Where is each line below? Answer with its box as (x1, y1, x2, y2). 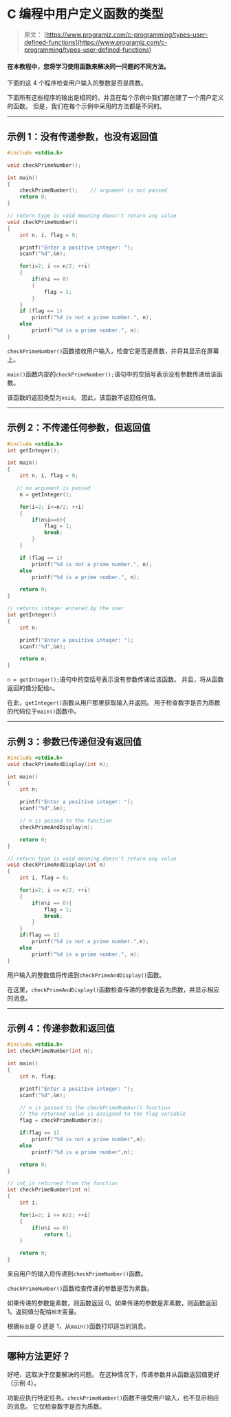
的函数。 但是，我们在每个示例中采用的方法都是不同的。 (7, 102, 166, 110)
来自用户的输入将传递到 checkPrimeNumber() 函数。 (7, 1269, 147, 1278)
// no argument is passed (16, 485, 91, 492)
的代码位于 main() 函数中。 (7, 707, 80, 716)
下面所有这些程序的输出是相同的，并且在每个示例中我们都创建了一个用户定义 (7, 94, 224, 102)
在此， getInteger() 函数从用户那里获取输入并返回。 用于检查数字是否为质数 (7, 699, 221, 707)
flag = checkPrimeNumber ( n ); (19, 1117, 103, 1124)
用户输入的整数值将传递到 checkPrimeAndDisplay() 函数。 (7, 970, 166, 979)
